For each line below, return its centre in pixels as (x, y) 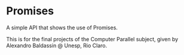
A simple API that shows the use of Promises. (62, 27)
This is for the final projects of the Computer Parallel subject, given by (92, 39)
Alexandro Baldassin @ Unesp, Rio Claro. (57, 45)
